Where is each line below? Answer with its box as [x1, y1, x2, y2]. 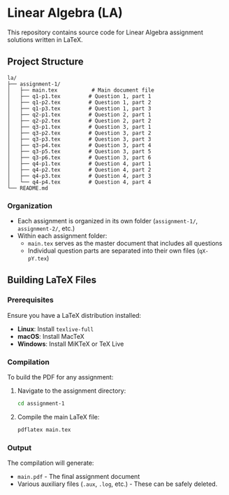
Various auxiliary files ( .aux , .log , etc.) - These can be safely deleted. [17, 480, 218, 488]
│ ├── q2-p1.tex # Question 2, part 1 [7, 111, 152, 118]
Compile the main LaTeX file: [17, 412, 100, 421]
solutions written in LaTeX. [7, 35, 83, 43]
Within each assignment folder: [17, 232, 108, 240]
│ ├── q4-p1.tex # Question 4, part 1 [7, 160, 152, 167]
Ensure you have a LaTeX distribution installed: [7, 311, 142, 319]
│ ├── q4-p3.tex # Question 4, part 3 [7, 172, 152, 179]
